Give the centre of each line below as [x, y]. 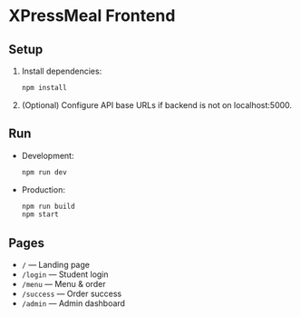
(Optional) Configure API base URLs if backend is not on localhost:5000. [156, 104]
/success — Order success [72, 294]
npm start [40, 214]
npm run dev [44, 172]
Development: [48, 155]
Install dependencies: [62, 71]
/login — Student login [65, 274]
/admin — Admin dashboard [73, 303]
